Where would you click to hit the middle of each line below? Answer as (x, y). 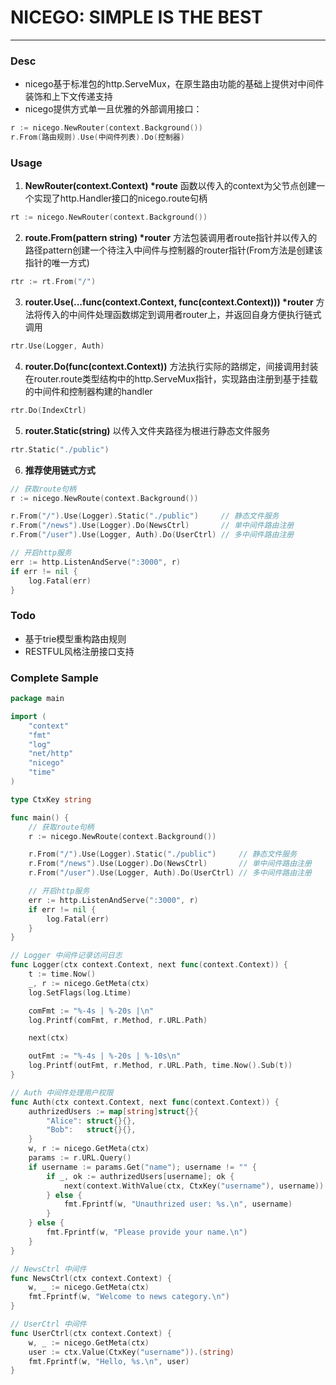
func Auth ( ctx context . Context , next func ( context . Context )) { (145, 1102)
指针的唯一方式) (57, 263)
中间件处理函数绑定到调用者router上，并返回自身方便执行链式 (195, 315)
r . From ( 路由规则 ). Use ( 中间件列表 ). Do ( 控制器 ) (97, 137)
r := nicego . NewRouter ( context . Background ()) (106, 128)
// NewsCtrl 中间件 (48, 1269)
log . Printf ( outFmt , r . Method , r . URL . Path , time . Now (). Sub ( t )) (160, 1066)
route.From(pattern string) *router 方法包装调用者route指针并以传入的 (171, 238)
